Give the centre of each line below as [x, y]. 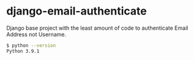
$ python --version [31, 45]
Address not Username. [36, 34]
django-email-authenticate [76, 11]
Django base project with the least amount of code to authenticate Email [97, 28]
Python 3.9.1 [23, 51]
